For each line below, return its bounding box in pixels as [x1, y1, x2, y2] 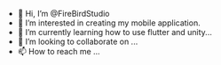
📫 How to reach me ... [17, 47, 100, 56]
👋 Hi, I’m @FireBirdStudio [17, 9, 110, 18]
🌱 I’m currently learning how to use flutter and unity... [17, 27, 213, 37]
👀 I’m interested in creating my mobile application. [17, 18, 201, 28]
